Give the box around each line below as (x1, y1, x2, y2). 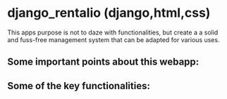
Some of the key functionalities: (7, 79, 150, 92)
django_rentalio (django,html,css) (7, 5, 211, 21)
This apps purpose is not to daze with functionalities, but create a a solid (7, 28, 219, 37)
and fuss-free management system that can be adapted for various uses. (7, 35, 220, 44)
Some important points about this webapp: (7, 56, 200, 68)
